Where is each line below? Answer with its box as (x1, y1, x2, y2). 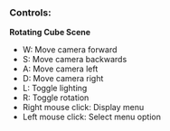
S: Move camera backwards (22, 54, 127, 65)
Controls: (9, 6, 52, 19)
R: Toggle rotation (22, 92, 90, 103)
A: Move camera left (22, 63, 99, 74)
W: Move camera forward (22, 44, 118, 55)
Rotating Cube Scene (9, 27, 91, 38)
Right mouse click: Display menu (22, 102, 145, 113)
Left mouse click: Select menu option (22, 111, 161, 123)
